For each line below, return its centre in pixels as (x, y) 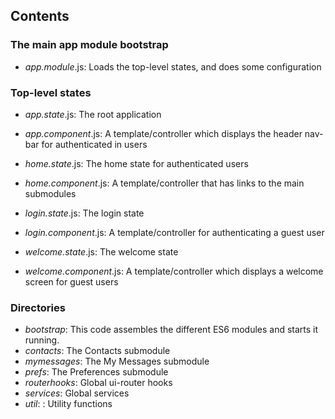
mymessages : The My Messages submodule (117, 361)
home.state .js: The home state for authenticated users (136, 163)
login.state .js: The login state (84, 213)
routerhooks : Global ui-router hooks (98, 383)
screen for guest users (71, 281)
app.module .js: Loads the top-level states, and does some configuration (173, 66)
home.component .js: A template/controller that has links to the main (164, 183)
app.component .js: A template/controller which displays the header (163, 133)
